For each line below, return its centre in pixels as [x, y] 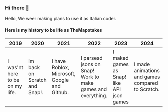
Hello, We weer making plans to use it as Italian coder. [61, 19]
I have [59, 61]
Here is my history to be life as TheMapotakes [54, 30]
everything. [94, 95]
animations [147, 70]
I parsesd [92, 58]
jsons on [91, 64]
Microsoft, [64, 73]
